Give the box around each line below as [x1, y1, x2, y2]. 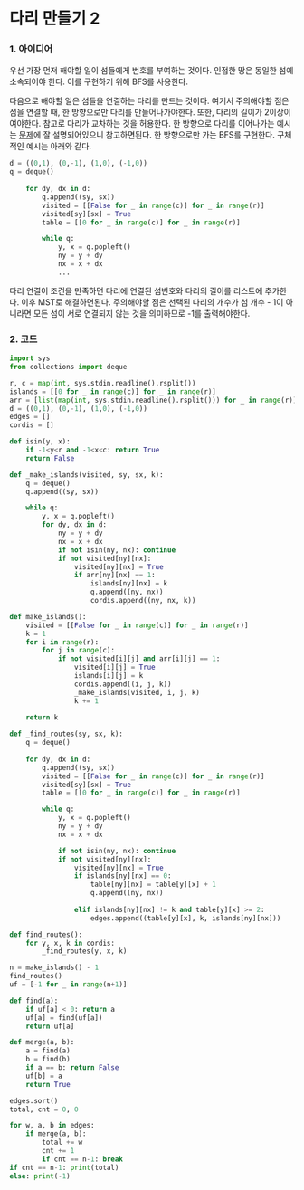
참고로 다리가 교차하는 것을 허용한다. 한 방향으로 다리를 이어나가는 [43, 119, 275, 129]
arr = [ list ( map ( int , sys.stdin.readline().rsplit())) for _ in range [9, 395, 281, 405]
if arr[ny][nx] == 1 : [73, 571, 156, 580]
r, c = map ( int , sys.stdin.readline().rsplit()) [9, 378, 196, 387]
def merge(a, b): [9, 1038, 75, 1047]
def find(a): [9, 996, 59, 1005]
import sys [9, 354, 51, 363]
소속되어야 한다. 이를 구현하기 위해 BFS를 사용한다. [9, 76, 188, 87]
